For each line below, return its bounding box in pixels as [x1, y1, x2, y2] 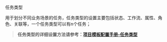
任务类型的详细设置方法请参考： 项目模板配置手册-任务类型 [17, 32, 138, 37]
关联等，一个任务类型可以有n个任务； [13, 21, 91, 27]
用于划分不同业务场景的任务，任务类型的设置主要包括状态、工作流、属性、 [5, 15, 158, 21]
